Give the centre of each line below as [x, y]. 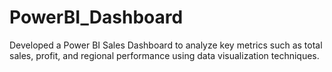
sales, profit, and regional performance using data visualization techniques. [164, 55]
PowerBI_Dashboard [96, 17]
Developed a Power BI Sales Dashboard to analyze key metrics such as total [166, 45]
